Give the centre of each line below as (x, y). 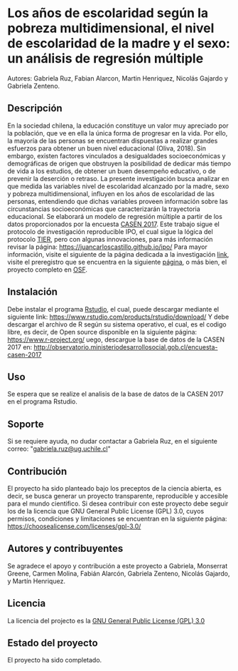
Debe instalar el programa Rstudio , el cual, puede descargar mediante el (113, 309)
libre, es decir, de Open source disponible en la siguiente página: (102, 332)
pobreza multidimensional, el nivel (111, 28)
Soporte (26, 424)
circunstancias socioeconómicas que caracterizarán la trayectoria (104, 209)
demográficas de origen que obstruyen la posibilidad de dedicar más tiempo (119, 163)
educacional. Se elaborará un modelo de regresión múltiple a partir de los (115, 216)
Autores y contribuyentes (65, 549)
